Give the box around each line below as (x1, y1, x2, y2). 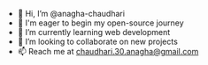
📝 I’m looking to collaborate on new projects (17, 36, 179, 47)
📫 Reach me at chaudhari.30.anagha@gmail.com (17, 47, 199, 56)
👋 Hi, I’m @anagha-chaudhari (17, 9, 126, 18)
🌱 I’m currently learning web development (17, 27, 171, 37)
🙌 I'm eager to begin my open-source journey (17, 18, 184, 28)
